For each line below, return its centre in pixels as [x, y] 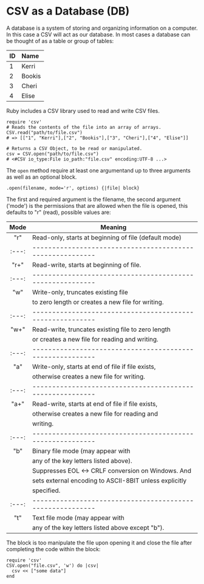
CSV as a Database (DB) [68, 11]
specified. [46, 490]
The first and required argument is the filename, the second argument [93, 199]
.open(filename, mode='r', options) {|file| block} [73, 188]
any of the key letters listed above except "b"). [98, 527]
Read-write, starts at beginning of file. [87, 264]
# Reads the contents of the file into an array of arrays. [84, 127]
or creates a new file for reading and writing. [96, 339]
